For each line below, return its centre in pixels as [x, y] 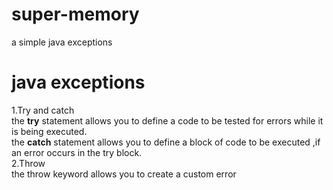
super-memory [75, 14]
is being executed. [49, 131]
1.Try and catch [43, 110]
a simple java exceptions [62, 42]
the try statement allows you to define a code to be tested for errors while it [167, 120]
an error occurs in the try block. [77, 152]
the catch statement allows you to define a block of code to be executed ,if [166, 142]
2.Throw [28, 163]
